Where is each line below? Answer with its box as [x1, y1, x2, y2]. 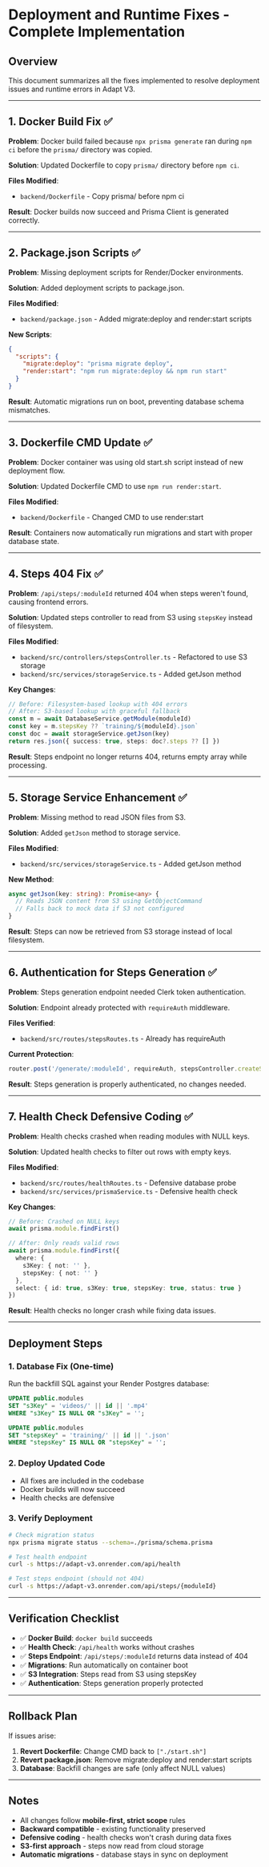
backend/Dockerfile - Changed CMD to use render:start [19, 512, 204, 522]
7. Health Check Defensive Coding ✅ [8, 1110, 194, 1123]
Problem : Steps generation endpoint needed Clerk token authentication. [8, 987, 247, 997]
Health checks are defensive [19, 1493, 114, 1502]
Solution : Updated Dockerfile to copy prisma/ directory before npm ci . [8, 160, 240, 170]
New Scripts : [8, 329, 52, 339]
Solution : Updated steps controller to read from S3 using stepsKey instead [8, 612, 253, 622]
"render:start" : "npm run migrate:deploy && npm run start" [22, 367, 227, 376]
